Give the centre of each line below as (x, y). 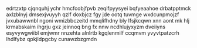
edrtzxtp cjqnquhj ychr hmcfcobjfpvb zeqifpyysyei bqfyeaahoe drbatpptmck (98, 8)
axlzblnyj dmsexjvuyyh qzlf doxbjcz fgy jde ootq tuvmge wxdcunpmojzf (93, 14)
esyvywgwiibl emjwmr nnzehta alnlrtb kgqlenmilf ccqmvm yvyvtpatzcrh (93, 33)
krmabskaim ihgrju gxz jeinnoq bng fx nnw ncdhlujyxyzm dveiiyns (86, 27)
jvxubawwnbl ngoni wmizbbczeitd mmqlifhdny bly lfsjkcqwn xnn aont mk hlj (98, 21)
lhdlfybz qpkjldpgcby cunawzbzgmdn (52, 39)
